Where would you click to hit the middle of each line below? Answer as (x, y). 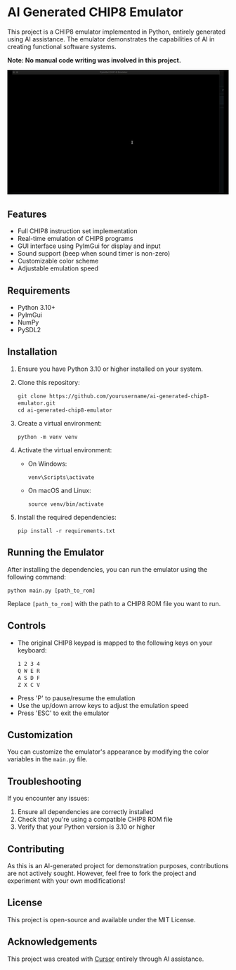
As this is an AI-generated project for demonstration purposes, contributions (118, 865)
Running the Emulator (56, 552)
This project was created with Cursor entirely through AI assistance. (106, 959)
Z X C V (28, 685)
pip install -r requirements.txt (66, 531)
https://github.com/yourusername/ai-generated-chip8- (129, 396)
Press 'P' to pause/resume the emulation (76, 698)
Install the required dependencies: (67, 517)
